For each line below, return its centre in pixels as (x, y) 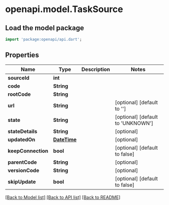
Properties (22, 55)
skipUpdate (22, 181)
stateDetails (23, 131)
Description (96, 69)
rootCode (19, 94)
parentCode (22, 162)
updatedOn (22, 140)
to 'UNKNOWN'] (134, 123)
